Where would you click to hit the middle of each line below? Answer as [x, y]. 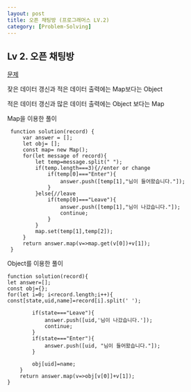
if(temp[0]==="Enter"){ [82, 174]
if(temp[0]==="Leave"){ [82, 200]
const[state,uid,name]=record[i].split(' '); [74, 301]
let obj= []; [41, 144]
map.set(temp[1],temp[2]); [74, 232]
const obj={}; [28, 289]
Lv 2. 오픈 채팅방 [41, 56]
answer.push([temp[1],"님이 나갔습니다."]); [120, 207]
